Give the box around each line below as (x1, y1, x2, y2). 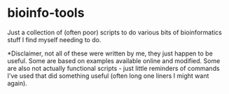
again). (7, 79, 28, 87)
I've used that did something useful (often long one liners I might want (7, 72, 209, 80)
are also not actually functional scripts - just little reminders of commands (7, 64, 220, 72)
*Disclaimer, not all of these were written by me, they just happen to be (7, 49, 214, 58)
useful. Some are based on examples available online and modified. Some (7, 56, 221, 65)
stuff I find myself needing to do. (7, 35, 102, 43)
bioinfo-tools (7, 5, 85, 21)
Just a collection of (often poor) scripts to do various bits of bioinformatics (7, 28, 223, 36)
